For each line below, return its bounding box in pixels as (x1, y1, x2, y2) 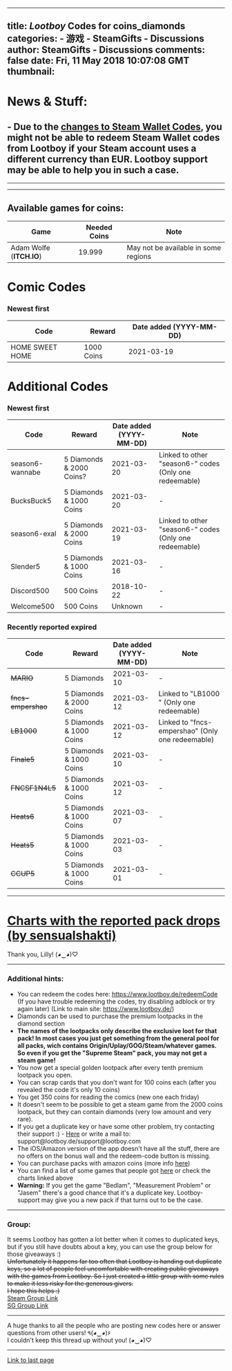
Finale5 (10, 755, 35, 765)
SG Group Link (7, 1302, 49, 1309)
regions (126, 252, 152, 262)
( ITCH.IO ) (10, 252, 43, 262)
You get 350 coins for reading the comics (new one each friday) (17, 1093, 200, 1101)
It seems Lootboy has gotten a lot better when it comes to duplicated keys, (7, 1235, 220, 1243)
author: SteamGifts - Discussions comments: (7, 44, 206, 56)
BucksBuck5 (10, 496, 52, 506)
